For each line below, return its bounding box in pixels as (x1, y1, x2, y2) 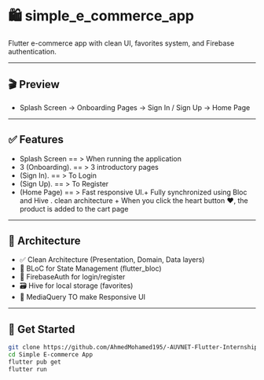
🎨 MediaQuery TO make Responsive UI (19, 293, 146, 302)
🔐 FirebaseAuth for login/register (19, 272, 126, 282)
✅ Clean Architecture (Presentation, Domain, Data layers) (19, 255, 205, 264)
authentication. (8, 46, 57, 56)
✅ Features (8, 133, 64, 146)
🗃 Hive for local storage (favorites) (19, 281, 134, 290)
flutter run (8, 365, 47, 373)
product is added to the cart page (19, 204, 129, 213)
